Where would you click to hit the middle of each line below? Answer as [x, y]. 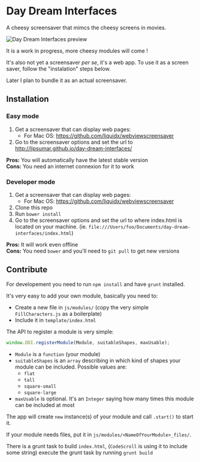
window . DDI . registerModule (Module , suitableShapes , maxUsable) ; [88, 342]
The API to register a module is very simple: [60, 332]
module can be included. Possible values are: [71, 367]
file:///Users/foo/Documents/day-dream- [139, 227]
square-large [40, 393]
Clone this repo [34, 207]
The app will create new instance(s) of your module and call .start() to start [100, 417]
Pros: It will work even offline [42, 244]
